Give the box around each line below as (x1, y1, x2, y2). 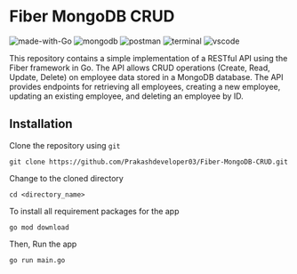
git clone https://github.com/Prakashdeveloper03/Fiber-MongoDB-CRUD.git (9, 157, 289, 166)
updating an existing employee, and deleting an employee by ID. (9, 91, 245, 101)
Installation (9, 117, 73, 132)
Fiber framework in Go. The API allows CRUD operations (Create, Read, (9, 62, 271, 73)
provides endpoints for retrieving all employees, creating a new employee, (9, 81, 281, 92)
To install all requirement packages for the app (9, 205, 180, 216)
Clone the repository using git (9, 140, 121, 150)
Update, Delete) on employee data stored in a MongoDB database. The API (9, 71, 284, 82)
